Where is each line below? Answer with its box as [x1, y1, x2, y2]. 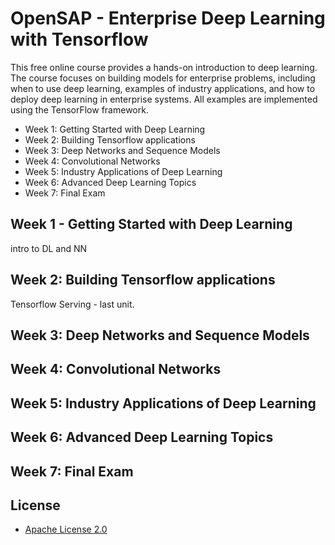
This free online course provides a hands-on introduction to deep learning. [10, 61, 318, 73]
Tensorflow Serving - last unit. [10, 298, 135, 310]
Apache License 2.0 [24, 523, 108, 536]
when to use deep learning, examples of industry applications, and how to [10, 82, 316, 94]
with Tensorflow [10, 28, 149, 51]
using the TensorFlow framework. [10, 103, 149, 116]
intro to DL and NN [10, 242, 88, 254]
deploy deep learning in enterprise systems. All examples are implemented [10, 93, 318, 105]
